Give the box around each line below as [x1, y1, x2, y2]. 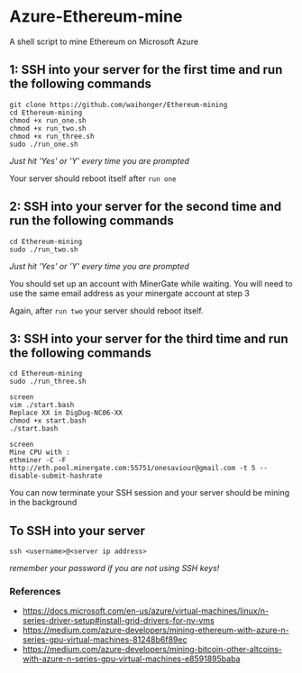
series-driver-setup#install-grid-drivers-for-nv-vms [22, 615, 215, 626]
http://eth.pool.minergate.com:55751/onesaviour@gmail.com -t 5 [9, 464, 256, 473]
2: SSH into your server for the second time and [9, 199, 282, 214]
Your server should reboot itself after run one [9, 173, 178, 184]
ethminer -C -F [9, 456, 67, 465]
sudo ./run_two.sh [9, 245, 78, 254]
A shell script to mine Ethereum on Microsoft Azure [9, 36, 199, 47]
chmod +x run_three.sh [9, 132, 95, 141]
